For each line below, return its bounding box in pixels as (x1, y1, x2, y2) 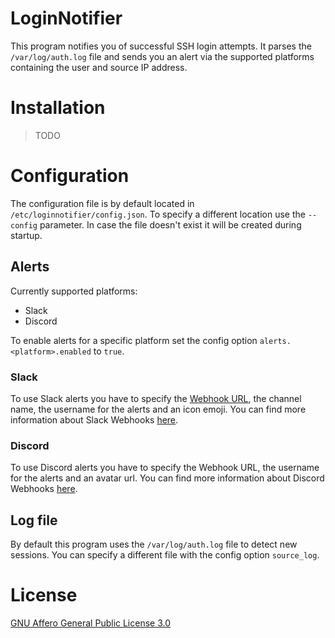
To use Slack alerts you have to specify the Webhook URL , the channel (10, 392, 302, 404)
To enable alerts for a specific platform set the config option (10, 334, 258, 346)
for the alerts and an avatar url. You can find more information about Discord (10, 472, 325, 484)
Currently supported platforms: (10, 285, 138, 297)
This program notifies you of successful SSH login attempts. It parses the (10, 40, 312, 52)
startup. (10, 229, 43, 241)
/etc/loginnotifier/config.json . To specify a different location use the (10, 208, 306, 220)
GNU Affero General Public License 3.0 (10, 617, 172, 629)
